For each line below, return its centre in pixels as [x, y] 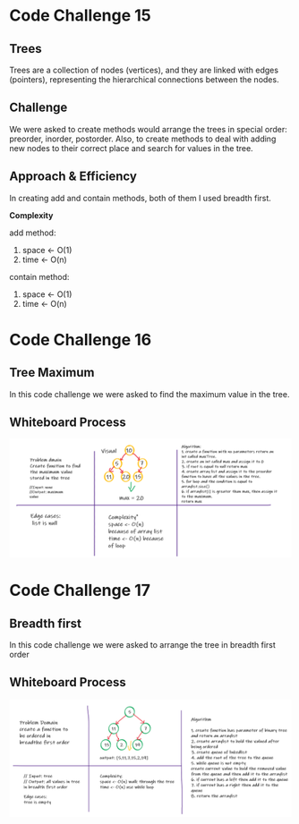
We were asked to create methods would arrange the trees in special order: [149, 129]
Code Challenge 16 [81, 340]
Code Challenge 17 [80, 590]
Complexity [31, 215]
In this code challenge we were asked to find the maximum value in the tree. [149, 394]
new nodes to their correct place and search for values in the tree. [131, 148]
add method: [33, 233]
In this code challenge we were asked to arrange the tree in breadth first [142, 645]
